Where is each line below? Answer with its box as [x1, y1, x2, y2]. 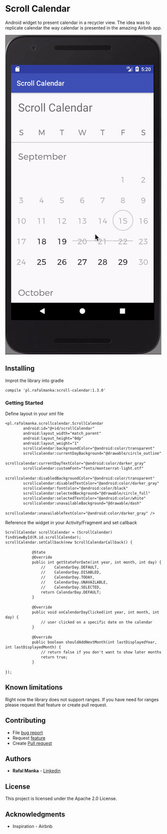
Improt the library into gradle [5, 378, 64, 384]
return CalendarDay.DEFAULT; [40, 590, 101, 595]
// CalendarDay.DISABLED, [40, 570, 101, 575]
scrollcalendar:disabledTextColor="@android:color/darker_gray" [23, 481, 160, 486]
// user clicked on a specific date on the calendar [40, 620, 153, 625]
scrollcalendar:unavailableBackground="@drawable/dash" [23, 501, 142, 506]
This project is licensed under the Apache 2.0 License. [5, 796, 117, 802]
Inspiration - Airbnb [12, 824, 53, 830]
